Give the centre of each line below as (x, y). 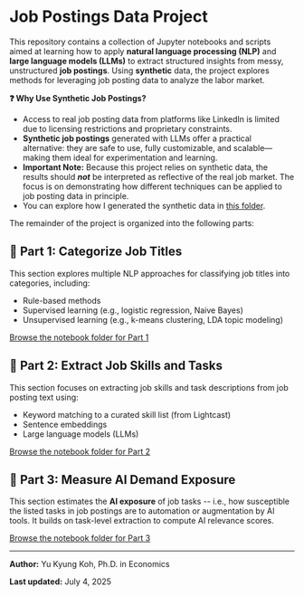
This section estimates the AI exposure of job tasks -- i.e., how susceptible (150, 501)
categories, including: (50, 283)
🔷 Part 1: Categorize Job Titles (96, 252)
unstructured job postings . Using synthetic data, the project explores (139, 71)
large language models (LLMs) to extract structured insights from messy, (147, 61)
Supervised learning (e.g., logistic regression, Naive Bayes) (133, 310)
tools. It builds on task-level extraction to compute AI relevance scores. (142, 521)
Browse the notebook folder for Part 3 (80, 538)
